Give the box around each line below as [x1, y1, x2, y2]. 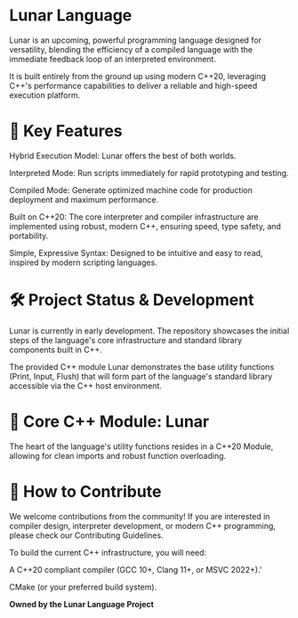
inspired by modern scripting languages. [9, 257, 157, 268]
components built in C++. [9, 344, 102, 355]
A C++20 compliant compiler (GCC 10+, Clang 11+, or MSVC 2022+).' [9, 564, 262, 574]
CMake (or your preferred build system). [9, 582, 157, 592]
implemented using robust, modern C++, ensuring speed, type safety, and [9, 221, 282, 231]
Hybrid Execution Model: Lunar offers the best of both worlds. [9, 150, 237, 161]
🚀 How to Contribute [9, 481, 162, 502]
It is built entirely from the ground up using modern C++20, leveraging [9, 70, 267, 81]
